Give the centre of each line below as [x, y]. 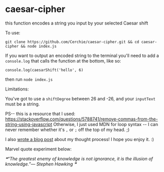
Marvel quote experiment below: [38, 149]
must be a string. [22, 104]
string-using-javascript [29, 124]
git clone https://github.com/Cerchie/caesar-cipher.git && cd [72, 42]
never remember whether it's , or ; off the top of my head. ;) [67, 129]
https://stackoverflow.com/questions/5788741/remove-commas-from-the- [82, 119]
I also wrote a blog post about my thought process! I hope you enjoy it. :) [80, 139]
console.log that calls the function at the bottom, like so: [63, 60]
